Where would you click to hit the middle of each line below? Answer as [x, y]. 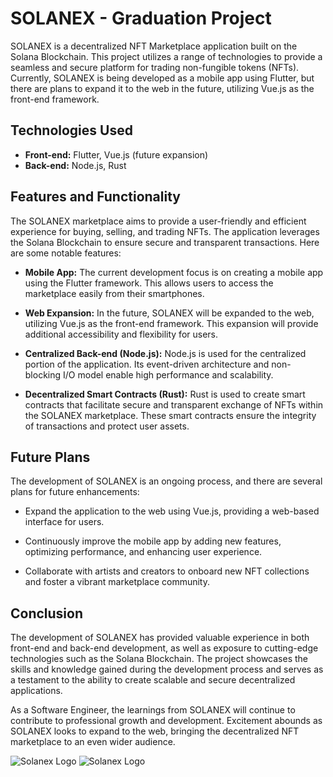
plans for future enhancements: [75, 492]
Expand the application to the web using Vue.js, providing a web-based [172, 511]
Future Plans [50, 457]
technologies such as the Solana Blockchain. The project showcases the [159, 659]
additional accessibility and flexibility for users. [121, 334]
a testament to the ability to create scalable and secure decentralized [153, 680]
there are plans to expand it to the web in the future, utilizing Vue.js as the [162, 88]
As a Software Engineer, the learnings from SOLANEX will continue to [153, 710]
